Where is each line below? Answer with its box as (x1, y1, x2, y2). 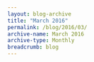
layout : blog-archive (7, 10, 72, 18)
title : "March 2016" (7, 17, 69, 24)
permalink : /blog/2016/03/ (7, 24, 88, 31)
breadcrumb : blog (7, 43, 59, 51)
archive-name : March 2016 (7, 30, 84, 38)
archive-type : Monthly (7, 37, 75, 44)
